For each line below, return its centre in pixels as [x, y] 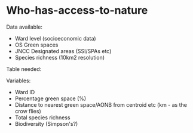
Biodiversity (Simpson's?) [46, 123]
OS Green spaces [36, 45]
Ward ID [25, 92]
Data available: [24, 27]
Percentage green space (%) [50, 98]
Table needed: [24, 69]
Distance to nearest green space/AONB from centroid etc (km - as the [101, 104]
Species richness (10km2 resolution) [60, 57]
